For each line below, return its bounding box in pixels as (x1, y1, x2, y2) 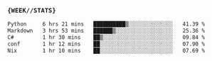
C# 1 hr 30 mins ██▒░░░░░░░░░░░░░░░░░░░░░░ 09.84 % (7, 34, 205, 41)
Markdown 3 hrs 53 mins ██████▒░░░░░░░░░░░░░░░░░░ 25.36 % (7, 28, 205, 35)
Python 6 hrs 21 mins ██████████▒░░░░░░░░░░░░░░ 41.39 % (7, 21, 205, 28)
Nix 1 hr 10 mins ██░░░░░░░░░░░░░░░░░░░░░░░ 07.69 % (7, 47, 205, 54)
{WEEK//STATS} (7, 6, 56, 14)
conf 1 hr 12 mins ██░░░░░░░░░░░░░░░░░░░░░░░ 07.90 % (7, 40, 205, 48)
